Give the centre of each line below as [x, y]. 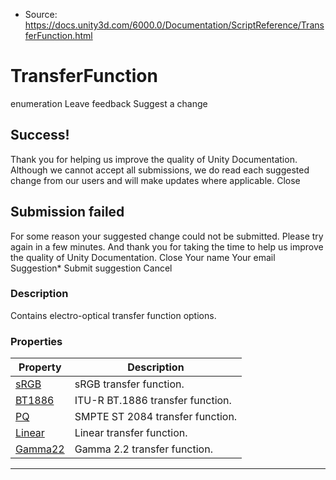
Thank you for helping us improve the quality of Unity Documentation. [154, 159]
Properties [36, 341]
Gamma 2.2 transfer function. [143, 449]
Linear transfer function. [131, 433]
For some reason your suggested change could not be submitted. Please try [167, 236]
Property [40, 367]
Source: [41, 14]
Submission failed [67, 212]
